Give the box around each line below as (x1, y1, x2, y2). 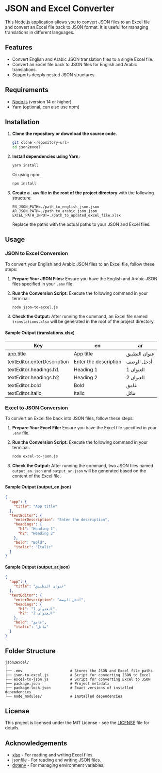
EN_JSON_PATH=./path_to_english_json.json (12, 204, 99, 209)
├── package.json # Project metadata (5, 681, 110, 686)
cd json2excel (12, 145, 41, 150)
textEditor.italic (7, 389, 42, 396)
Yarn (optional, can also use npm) (12, 104, 80, 110)
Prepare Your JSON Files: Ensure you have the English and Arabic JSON (12, 275, 158, 282)
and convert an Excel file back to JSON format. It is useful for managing (5, 24, 148, 30)
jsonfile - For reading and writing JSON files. (12, 757, 101, 763)
